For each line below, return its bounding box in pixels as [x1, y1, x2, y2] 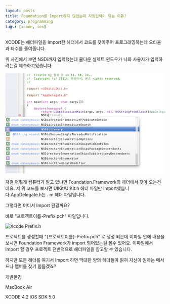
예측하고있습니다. [18, 63, 53, 69]
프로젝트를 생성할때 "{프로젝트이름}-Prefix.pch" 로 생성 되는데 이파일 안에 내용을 [5, 234, 165, 240]
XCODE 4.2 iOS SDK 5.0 [5, 294, 56, 300]
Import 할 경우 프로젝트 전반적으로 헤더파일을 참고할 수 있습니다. [5, 246, 133, 252]
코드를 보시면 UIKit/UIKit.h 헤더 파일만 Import [26, 185, 117, 191]
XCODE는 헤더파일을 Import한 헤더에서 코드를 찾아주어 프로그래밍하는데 [5, 39, 148, 45]
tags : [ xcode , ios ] [5, 24, 47, 29]
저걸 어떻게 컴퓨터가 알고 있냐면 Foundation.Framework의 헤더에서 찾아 [5, 179, 148, 185]
